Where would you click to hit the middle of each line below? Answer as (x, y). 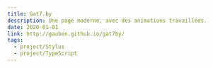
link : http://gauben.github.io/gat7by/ (66, 34)
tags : (15, 40)
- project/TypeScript (46, 54)
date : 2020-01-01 (33, 27)
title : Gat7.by (30, 14)
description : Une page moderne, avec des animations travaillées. (107, 21)
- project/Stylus (39, 47)
